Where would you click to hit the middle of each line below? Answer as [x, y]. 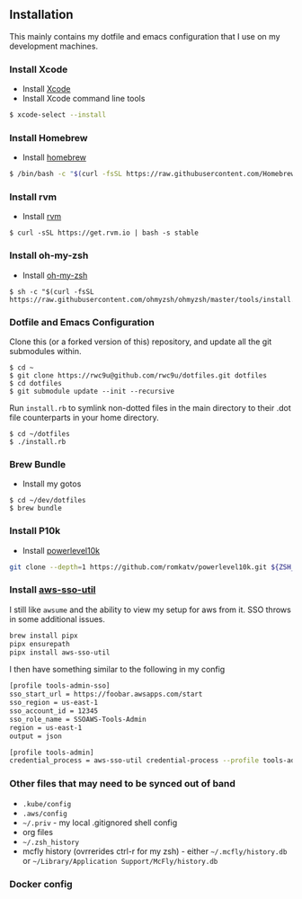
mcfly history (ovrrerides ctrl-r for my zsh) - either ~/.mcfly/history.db [155, 851]
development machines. [54, 46]
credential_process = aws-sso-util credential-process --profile [134, 761]
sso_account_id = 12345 [54, 711]
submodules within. [46, 352]
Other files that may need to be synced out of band [123, 784]
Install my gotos [52, 484]
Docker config [41, 884]
